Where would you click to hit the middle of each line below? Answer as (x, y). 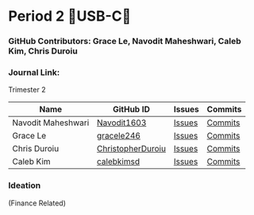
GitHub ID (131, 109)
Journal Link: (34, 72)
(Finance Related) (37, 203)
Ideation (25, 186)
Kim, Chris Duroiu (43, 51)
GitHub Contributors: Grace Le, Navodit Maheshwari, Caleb (125, 41)
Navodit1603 (121, 123)
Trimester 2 (27, 90)
